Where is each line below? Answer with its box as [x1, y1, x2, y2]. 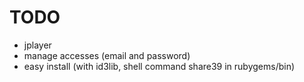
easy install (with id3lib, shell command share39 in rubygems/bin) [23, 60, 296, 72]
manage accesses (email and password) [23, 49, 191, 61]
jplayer [23, 39, 52, 51]
